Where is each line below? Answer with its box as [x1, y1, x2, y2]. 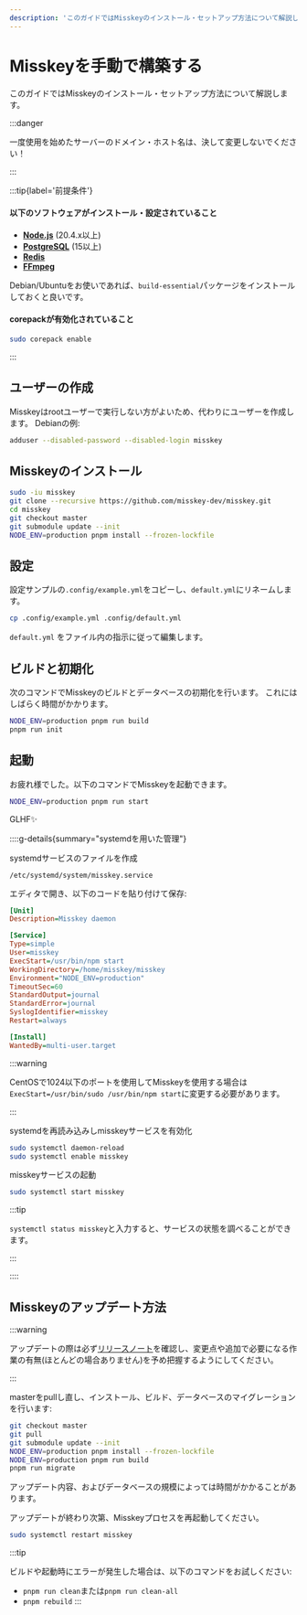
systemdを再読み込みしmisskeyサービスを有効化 [9, 1125, 193, 1136]
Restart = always [9, 1016, 68, 1025]
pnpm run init [9, 724, 64, 734]
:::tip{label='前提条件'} [9, 185, 93, 196]
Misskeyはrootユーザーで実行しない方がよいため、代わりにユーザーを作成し [9, 406, 295, 417]
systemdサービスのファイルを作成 [9, 852, 139, 863]
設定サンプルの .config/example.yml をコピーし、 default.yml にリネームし [9, 584, 284, 595]
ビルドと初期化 [9, 660, 94, 677]
